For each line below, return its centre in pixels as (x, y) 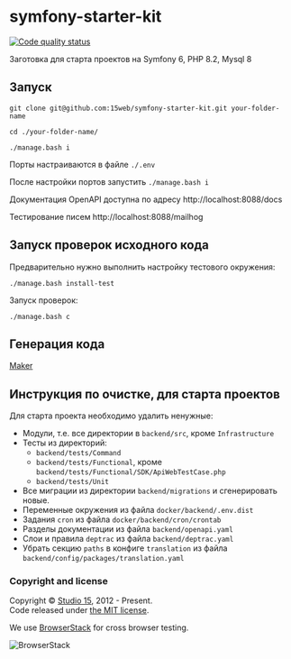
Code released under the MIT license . (79, 610)
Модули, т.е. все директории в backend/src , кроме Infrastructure (148, 434)
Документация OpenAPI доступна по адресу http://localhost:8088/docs (146, 199)
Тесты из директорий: (64, 443)
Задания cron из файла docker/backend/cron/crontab (122, 519)
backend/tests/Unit (73, 482)
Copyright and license (59, 581)
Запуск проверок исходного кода (109, 245)
